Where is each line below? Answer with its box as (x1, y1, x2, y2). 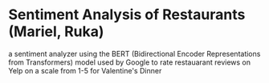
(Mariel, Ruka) (8, 22, 104, 41)
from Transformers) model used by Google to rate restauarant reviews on (8, 57, 251, 67)
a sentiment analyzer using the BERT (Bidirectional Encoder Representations (8, 49, 261, 58)
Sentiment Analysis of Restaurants (8, 6, 246, 24)
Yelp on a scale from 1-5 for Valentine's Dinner (8, 65, 162, 75)
